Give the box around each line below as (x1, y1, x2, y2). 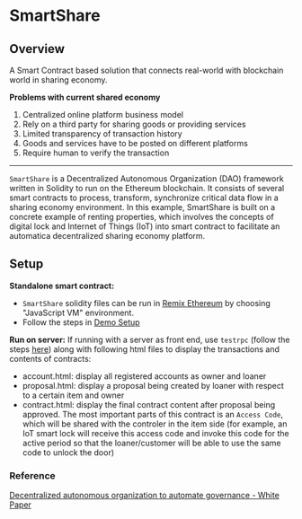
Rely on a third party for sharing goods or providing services (22, 119, 246, 129)
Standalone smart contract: (9, 280, 115, 291)
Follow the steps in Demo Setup (22, 316, 141, 328)
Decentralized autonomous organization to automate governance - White (9, 490, 280, 501)
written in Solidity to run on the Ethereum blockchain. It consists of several (9, 183, 285, 193)
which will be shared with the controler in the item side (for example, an (22, 418, 288, 429)
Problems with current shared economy (9, 92, 161, 102)
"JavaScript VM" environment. (22, 307, 135, 318)
